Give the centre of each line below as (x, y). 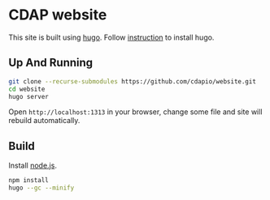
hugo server (28, 96)
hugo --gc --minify (41, 188)
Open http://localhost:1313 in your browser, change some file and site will (135, 112)
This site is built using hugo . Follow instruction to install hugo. (111, 37)
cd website (27, 89)
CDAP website (58, 15)
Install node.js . (33, 166)
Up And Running (51, 63)
